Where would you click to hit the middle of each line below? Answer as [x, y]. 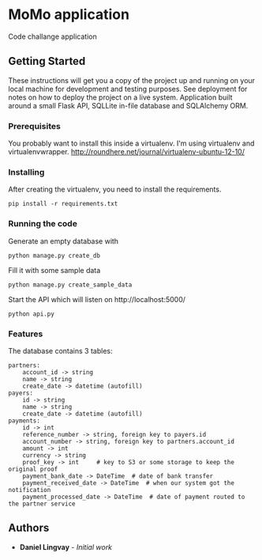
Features [26, 334]
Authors [29, 528]
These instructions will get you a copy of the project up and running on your [131, 80]
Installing [26, 172]
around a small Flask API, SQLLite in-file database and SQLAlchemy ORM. [128, 105]
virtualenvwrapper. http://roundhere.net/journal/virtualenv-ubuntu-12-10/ [126, 152]
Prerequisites [34, 126]
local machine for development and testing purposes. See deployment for [128, 89]
